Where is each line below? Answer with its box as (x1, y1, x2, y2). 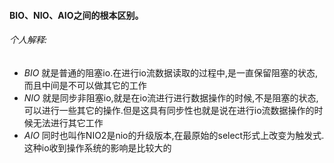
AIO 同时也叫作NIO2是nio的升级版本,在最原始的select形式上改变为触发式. (23, 129, 325, 141)
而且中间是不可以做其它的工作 (23, 79, 147, 91)
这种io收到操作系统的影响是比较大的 (23, 141, 172, 154)
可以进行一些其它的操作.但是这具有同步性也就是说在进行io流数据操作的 (23, 104, 315, 116)
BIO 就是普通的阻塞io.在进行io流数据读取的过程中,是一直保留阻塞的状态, (23, 66, 319, 79)
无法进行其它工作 (32, 116, 104, 129)
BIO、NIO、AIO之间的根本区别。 (9, 9, 144, 21)
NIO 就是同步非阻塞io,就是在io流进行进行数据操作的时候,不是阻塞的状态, (23, 91, 319, 104)
